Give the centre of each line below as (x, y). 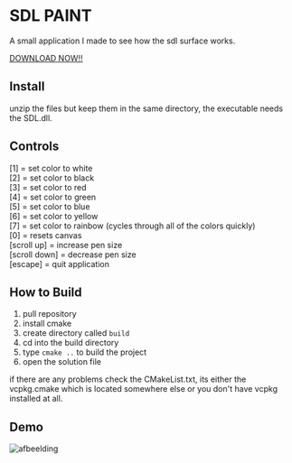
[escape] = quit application (60, 264)
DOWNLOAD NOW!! (46, 58)
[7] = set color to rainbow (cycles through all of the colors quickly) (132, 226)
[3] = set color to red (48, 187)
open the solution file (62, 362)
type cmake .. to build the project (85, 352)
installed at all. (36, 399)
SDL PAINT (51, 16)
